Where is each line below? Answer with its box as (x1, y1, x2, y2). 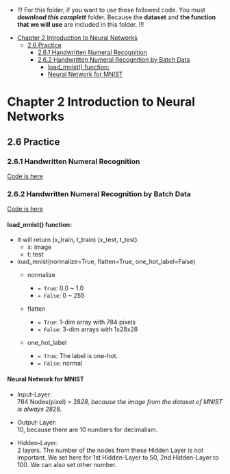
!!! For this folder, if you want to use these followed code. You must (16, 6, 205, 14)
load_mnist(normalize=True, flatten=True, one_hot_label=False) (16, 257, 196, 266)
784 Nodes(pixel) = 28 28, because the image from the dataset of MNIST (16, 397, 223, 405)
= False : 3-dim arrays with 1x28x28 (37, 325, 138, 333)
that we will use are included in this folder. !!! (16, 21, 144, 28)
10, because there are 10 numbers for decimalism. (16, 425, 158, 434)
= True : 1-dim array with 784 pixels (37, 318, 136, 327)
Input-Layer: (16, 390, 53, 399)
